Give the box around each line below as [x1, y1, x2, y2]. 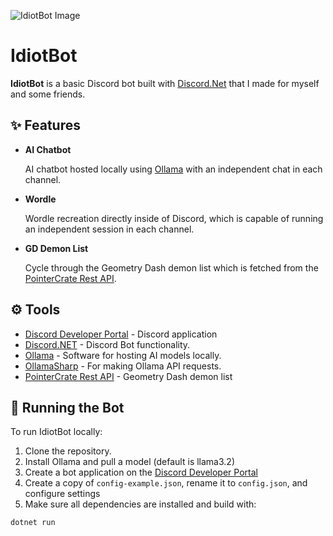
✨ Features [10, 117, 81, 134]
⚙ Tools [10, 301, 61, 319]
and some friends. [10, 88, 86, 100]
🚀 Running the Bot [10, 399, 125, 416]
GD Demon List [24, 242, 89, 254]
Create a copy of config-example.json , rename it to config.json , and [24, 477, 308, 489]
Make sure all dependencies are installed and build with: [24, 498, 257, 510]
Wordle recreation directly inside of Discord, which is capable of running [24, 212, 324, 224]
